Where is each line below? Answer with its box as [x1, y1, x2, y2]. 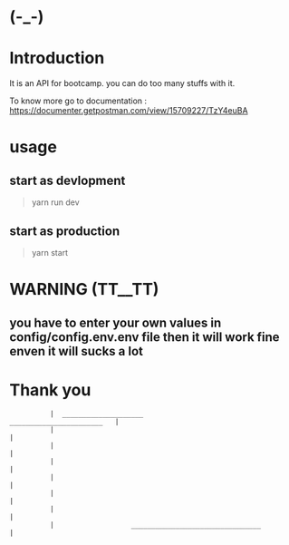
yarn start [31, 247, 69, 258]
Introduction [9, 48, 105, 69]
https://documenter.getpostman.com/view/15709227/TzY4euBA [9, 105, 248, 116]
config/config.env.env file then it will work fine [9, 329, 280, 345]
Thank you [9, 379, 92, 400]
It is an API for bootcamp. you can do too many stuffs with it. [9, 78, 236, 89]
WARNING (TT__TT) [9, 279, 159, 300]
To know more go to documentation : [9, 95, 148, 106]
